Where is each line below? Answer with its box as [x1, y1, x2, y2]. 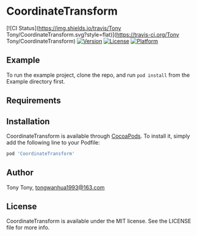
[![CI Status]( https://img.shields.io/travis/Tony [6, 24, 121, 32]
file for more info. [6, 224, 50, 231]
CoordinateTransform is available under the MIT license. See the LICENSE [6, 218, 192, 225]
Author [6, 168, 34, 178]
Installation [6, 116, 50, 126]
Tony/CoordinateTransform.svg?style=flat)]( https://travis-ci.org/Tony [6, 30, 180, 38]
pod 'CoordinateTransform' [6, 151, 75, 157]
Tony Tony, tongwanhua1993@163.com [6, 184, 105, 191]
